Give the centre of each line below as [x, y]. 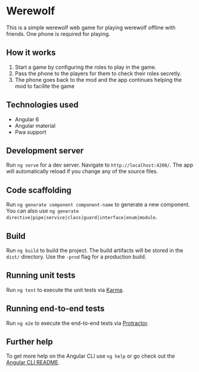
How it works [31, 53]
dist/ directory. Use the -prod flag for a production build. [76, 257]
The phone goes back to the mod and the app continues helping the [98, 79]
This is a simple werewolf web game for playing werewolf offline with [91, 27]
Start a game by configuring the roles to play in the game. [85, 67]
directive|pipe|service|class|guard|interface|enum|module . [82, 217]
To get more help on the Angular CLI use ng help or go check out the [91, 356]
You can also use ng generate [43, 211]
